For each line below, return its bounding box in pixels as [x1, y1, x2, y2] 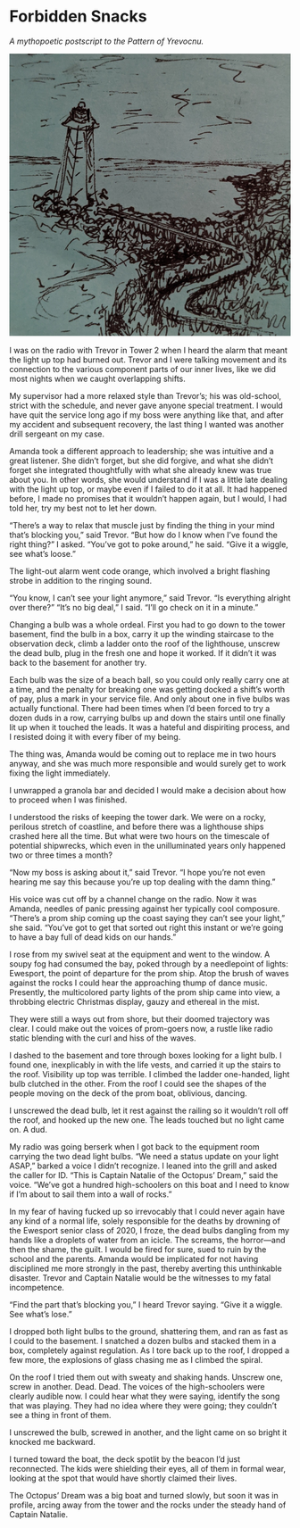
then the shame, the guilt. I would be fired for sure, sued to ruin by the [9, 1243, 267, 1255]
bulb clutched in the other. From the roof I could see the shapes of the [9, 1078, 267, 1089]
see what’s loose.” [9, 548, 76, 559]
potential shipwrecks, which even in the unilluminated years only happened [9, 840, 286, 851]
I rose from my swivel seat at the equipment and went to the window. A [9, 949, 271, 959]
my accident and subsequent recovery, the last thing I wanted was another [9, 419, 284, 429]
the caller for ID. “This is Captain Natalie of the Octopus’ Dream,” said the [9, 1169, 279, 1180]
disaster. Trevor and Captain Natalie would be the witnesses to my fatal [9, 1272, 271, 1283]
